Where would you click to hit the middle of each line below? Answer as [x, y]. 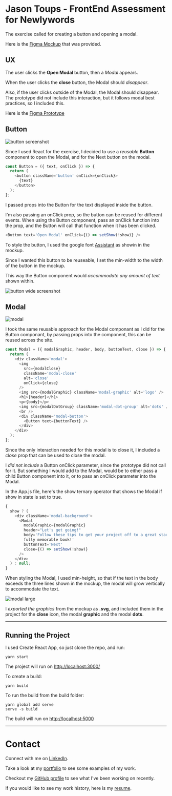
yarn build [17, 686]
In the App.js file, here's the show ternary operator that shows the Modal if [84, 491]
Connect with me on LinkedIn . [37, 758]
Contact [23, 744]
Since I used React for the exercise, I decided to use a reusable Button [80, 151]
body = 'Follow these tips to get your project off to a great [90, 535]
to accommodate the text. [33, 589]
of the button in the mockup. [35, 266]
